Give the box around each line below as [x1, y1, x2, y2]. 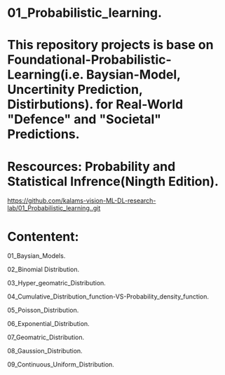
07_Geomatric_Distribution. [7, 333, 85, 341]
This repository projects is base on [7, 37, 214, 53]
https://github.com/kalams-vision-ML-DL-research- [7, 196, 156, 205]
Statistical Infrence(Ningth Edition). [7, 173, 219, 189]
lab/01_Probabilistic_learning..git [7, 204, 101, 212]
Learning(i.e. [7, 67, 84, 83]
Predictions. [7, 126, 80, 142]
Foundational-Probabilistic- [7, 52, 172, 68]
